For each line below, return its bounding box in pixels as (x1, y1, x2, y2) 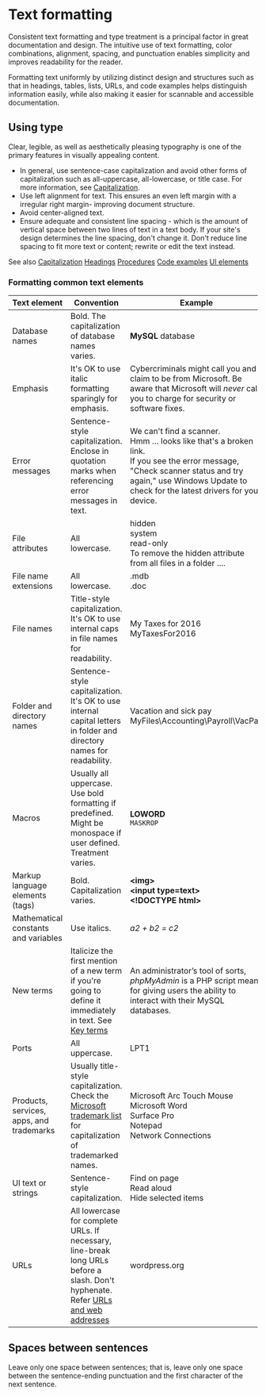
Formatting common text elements (8, 276, 144, 287)
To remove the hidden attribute (130, 548, 245, 559)
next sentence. (8, 1379, 57, 1389)
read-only (130, 538, 169, 549)
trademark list (70, 1110, 122, 1121)
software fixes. (130, 403, 185, 414)
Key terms (70, 1025, 108, 1036)
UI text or (12, 1178, 47, 1189)
